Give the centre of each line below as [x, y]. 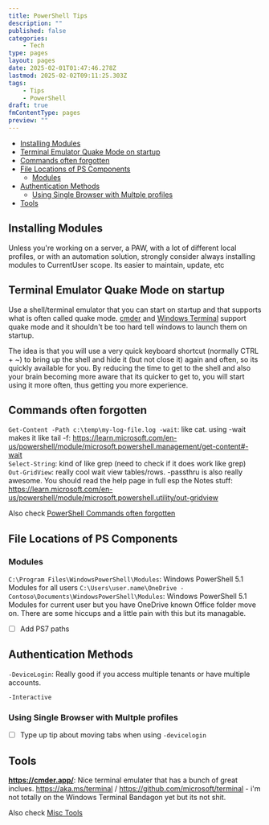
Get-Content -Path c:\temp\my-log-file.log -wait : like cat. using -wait [127, 429]
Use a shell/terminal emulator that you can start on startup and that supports [135, 310]
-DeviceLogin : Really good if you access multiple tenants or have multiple [129, 674]
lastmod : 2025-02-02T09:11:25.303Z [68, 76]
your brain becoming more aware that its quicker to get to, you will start [126, 376]
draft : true [28, 105]
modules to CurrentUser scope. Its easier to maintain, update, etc [116, 265]
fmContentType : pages [45, 113]
